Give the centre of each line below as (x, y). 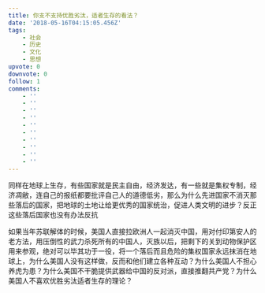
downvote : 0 (28, 74)
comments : (24, 89)
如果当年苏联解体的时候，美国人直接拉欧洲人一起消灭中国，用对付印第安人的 (132, 232)
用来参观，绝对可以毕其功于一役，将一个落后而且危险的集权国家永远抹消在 (129, 251)
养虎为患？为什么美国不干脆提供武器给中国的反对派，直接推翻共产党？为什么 (132, 271)
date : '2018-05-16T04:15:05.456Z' (65, 23)
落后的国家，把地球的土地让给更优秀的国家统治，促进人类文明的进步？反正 (136, 205)
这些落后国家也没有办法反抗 (53, 215)
